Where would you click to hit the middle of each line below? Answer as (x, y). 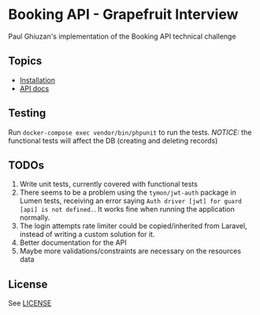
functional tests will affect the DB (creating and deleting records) (113, 140)
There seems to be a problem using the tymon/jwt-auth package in (128, 193)
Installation (37, 80)
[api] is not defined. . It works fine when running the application (127, 209)
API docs (34, 88)
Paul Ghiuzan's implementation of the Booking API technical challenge (122, 36)
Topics (25, 61)
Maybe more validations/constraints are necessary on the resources (130, 251)
